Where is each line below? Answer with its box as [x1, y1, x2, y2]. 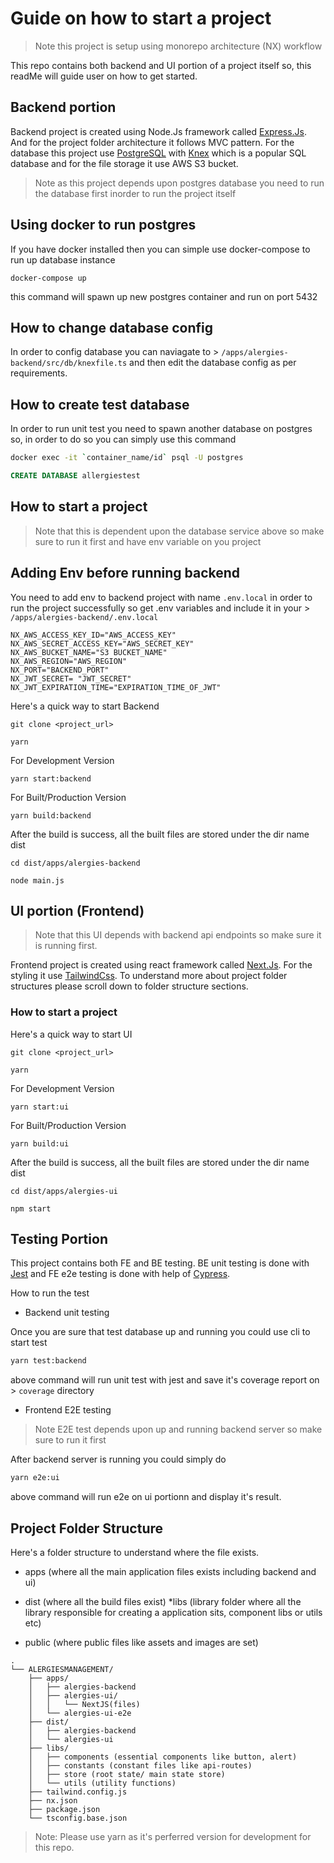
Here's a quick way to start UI [10, 1028, 133, 1040]
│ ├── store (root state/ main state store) [28, 1770, 226, 1780]
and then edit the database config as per [129, 357, 297, 369]
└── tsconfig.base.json [28, 1813, 128, 1824]
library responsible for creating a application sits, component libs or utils [24, 1607, 323, 1619]
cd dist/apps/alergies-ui [10, 1186, 118, 1196]
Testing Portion [10, 1231, 108, 1248]
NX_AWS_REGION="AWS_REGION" [10, 656, 128, 666]
